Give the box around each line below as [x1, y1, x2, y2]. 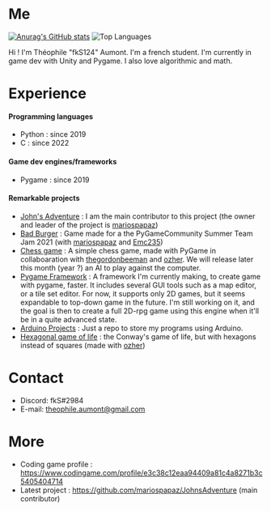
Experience [8, 84, 87, 103]
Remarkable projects [8, 194, 80, 203]
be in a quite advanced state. [19, 314, 117, 324]
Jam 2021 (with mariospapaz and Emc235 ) [19, 236, 163, 247]
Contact [8, 368, 64, 387]
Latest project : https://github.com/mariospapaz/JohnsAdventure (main [19, 485, 258, 495]
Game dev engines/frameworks [8, 156, 117, 166]
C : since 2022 [19, 138, 70, 148]
